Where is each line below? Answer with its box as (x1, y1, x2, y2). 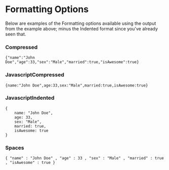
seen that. (5, 31, 26, 37)
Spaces (5, 144, 24, 151)
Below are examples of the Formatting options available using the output (5, 20, 156, 26)
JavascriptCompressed (5, 71, 64, 78)
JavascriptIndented (5, 95, 55, 102)
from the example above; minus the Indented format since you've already (5, 25, 158, 31)
